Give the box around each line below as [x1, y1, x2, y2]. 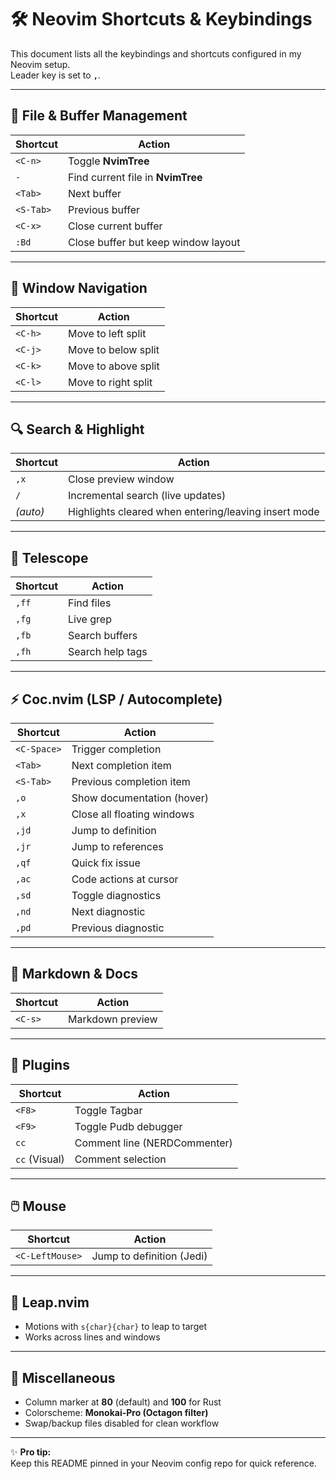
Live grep [68, 612, 112, 626]
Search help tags [68, 645, 148, 659]
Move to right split [68, 375, 153, 389]
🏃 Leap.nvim [10, 1294, 90, 1311]
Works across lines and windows [24, 1331, 161, 1343]
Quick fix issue [71, 856, 141, 870]
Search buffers [68, 629, 138, 643]
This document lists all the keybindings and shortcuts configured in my [10, 47, 302, 60]
